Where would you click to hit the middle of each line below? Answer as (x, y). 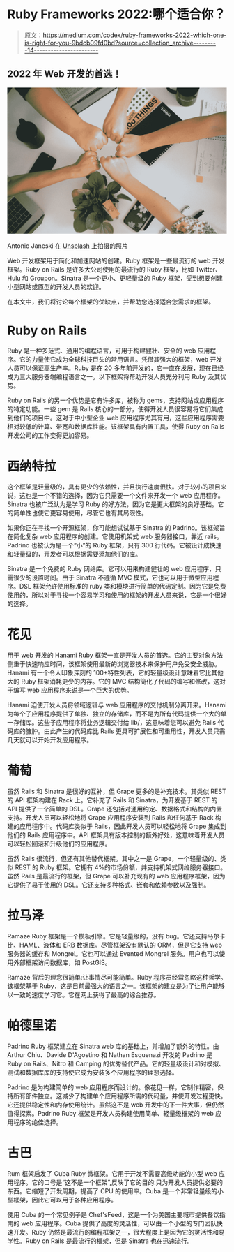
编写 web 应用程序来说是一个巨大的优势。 (73, 690)
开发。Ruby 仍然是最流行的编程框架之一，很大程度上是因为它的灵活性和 (116, 1232)
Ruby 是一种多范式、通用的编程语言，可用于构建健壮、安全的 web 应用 (109, 351)
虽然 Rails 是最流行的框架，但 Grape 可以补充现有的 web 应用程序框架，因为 (116, 876)
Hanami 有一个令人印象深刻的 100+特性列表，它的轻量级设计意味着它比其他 (116, 673)
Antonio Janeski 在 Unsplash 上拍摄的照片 (68, 246)
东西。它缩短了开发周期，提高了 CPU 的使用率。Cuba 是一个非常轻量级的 (112, 1191)
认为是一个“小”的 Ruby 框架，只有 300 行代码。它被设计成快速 (132, 545)
